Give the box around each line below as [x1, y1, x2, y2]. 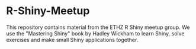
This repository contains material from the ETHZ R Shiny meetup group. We [6, 24, 190, 31]
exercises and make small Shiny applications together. [6, 36, 139, 43]
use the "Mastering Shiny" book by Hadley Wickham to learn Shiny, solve [6, 30, 185, 37]
